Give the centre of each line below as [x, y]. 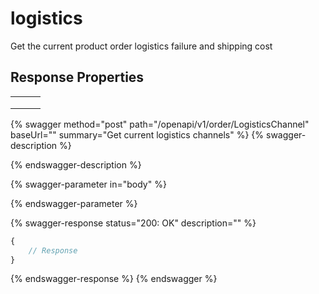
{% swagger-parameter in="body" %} [88, 184]
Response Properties [77, 77]
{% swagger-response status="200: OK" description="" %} [133, 223]
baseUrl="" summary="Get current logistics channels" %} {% [137, 134]
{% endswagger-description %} [76, 164]
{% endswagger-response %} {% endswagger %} [114, 279]
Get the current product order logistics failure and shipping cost [141, 46]
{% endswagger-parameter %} [74, 203]
